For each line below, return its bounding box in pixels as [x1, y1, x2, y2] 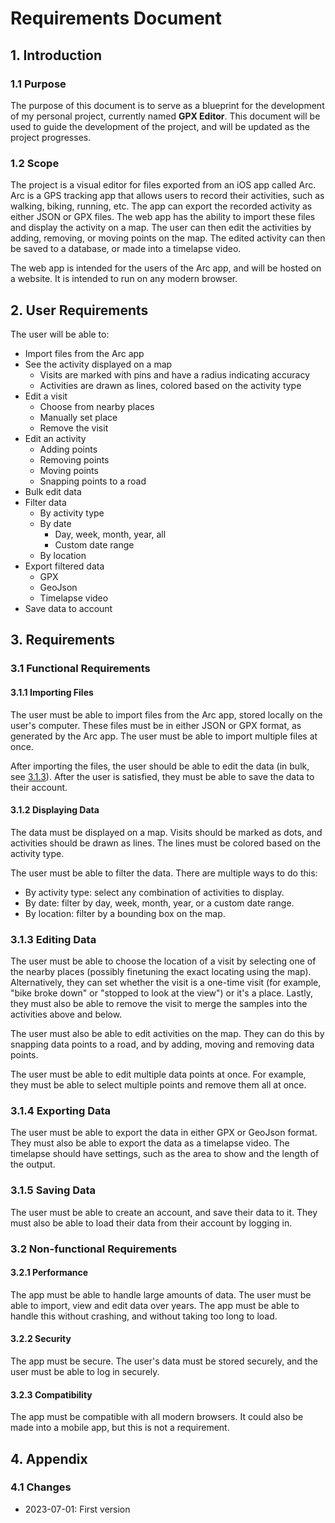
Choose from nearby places [39, 400, 155, 412]
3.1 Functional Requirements [10, 662, 151, 676]
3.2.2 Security [10, 1333, 72, 1345]
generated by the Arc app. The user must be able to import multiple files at [10, 730, 318, 742]
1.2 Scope [10, 156, 60, 170]
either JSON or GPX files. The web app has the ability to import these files [10, 211, 316, 223]
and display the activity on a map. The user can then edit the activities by [10, 222, 312, 234]
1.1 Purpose [10, 77, 67, 91]
